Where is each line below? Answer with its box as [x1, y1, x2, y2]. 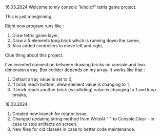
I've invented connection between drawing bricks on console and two [5, 62, 145, 67]
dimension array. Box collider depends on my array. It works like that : [5, 67, 145, 73]
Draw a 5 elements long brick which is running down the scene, [12, 38, 140, 43]
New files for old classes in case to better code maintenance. [12, 126, 136, 132]
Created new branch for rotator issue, [12, 111, 88, 117]
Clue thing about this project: [5, 52, 63, 58]
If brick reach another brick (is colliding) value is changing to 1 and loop [12, 87, 156, 92]
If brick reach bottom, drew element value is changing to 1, [12, 81, 130, 87]
